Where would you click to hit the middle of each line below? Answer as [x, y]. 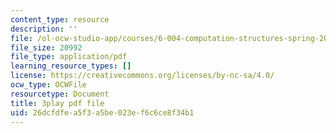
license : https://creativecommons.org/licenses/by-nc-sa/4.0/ [142, 76]
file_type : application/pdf [69, 57]
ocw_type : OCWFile [48, 85]
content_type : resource [60, 19]
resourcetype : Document [60, 94]
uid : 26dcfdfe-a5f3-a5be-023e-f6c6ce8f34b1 [102, 112]
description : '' [44, 29]
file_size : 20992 [46, 47]
